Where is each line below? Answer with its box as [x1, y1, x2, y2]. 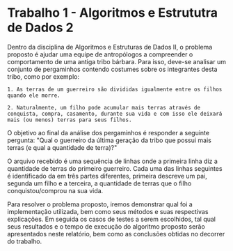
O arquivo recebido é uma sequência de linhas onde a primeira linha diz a [7, 157, 218, 165]
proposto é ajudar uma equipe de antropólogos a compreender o [7, 50, 193, 59]
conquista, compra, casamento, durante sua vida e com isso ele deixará [7, 110, 223, 117]
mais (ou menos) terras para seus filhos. [7, 116, 132, 123]
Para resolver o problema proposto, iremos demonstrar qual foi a [7, 200, 193, 208]
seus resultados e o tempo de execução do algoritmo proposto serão [7, 222, 205, 231]
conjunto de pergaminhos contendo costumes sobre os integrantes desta [7, 65, 218, 73]
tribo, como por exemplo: [7, 72, 80, 81]
